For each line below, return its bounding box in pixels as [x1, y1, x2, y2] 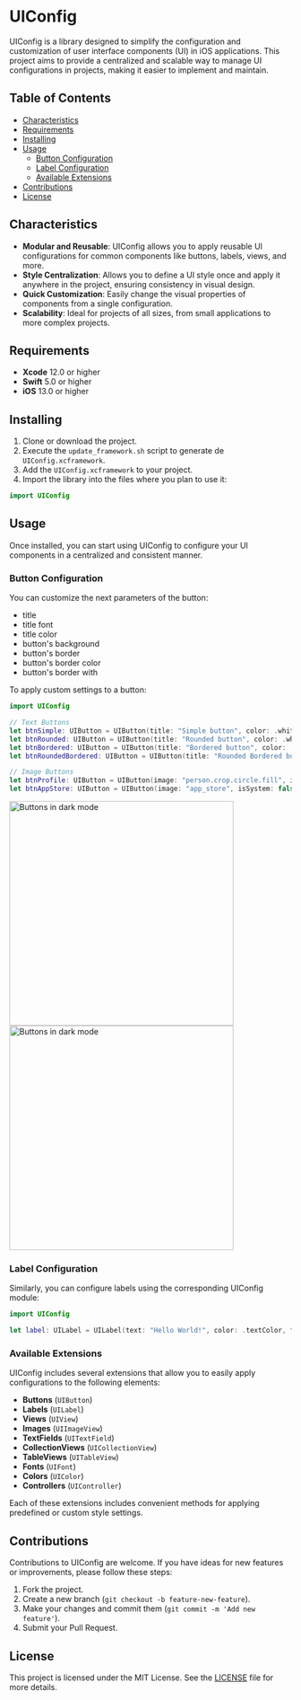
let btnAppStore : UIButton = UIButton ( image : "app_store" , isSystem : [9, 784, 275, 794]
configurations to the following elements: [9, 1377, 160, 1388]
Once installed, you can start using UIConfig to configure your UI [9, 540, 249, 551]
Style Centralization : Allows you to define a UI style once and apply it [21, 269, 280, 280]
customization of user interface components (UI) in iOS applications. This [9, 45, 280, 56]
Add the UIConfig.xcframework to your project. [21, 464, 193, 475]
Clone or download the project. [21, 436, 137, 446]
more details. [9, 1682, 58, 1693]
